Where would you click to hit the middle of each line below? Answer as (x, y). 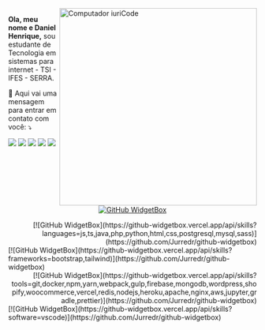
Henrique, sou (32, 36)
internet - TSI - (32, 69)
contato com (29, 118)
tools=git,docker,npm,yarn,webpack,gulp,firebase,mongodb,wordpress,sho (134, 284)
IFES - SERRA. (31, 78)
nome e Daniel (32, 28)
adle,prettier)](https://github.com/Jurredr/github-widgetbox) (159, 300)
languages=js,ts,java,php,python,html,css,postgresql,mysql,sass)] (149, 233)
